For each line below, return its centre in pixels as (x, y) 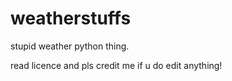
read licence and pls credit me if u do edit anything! (116, 65)
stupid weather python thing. (70, 46)
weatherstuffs (71, 18)
